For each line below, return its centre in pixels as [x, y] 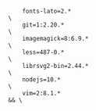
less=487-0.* [43, 52]
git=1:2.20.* [43, 25]
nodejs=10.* [41, 80]
